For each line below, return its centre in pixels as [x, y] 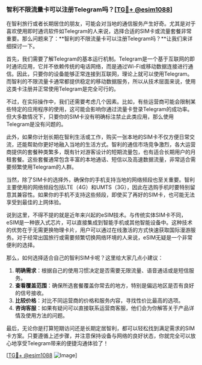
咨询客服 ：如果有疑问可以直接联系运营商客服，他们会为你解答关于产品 [102, 308]
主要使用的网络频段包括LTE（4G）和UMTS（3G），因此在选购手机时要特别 [98, 187]
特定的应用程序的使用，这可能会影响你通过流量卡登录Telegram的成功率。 [102, 109]
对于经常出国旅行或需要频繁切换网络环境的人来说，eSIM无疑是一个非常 [105, 238]
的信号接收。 [31, 293]
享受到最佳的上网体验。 [35, 202]
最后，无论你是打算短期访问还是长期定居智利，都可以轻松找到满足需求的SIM [101, 328]
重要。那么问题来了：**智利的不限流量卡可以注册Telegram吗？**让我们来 [97, 39]
